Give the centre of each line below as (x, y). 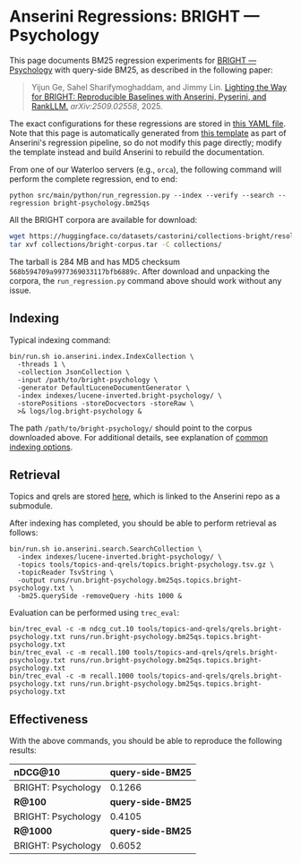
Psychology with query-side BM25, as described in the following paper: (141, 70)
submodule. (31, 506)
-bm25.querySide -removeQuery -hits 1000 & (99, 596)
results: (23, 750)
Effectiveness (49, 719)
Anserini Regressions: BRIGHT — (134, 17)
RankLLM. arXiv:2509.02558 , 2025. (97, 106)
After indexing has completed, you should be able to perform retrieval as (143, 523)
